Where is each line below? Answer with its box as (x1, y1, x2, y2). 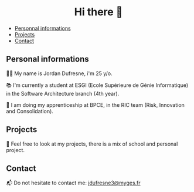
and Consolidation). (6, 107, 54, 114)
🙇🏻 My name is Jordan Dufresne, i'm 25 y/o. (6, 70, 113, 77)
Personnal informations (14, 25, 72, 32)
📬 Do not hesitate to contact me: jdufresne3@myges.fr (6, 179, 141, 187)
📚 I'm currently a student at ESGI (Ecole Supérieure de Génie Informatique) (6, 82, 189, 89)
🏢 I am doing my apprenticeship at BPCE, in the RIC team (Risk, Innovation (6, 101, 185, 108)
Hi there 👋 (74, 5, 123, 19)
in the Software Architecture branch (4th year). (6, 90, 120, 97)
